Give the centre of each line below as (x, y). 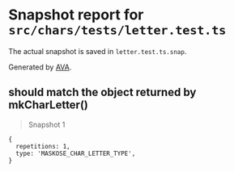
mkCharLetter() (49, 105)
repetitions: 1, (43, 146)
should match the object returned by (102, 92)
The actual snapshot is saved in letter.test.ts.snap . (98, 51)
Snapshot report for (76, 15)
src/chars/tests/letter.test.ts (117, 30)
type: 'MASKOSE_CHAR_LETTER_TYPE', (76, 153)
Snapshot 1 (47, 124)
